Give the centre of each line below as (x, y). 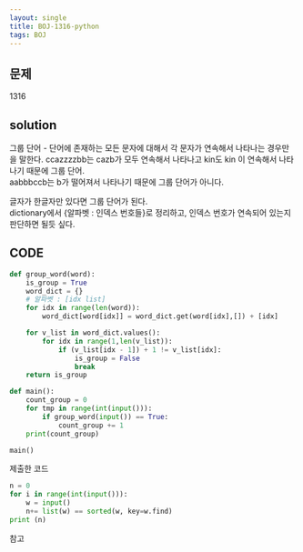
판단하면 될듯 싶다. (42, 224)
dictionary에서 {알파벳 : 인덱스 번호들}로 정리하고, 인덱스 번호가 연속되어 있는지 (150, 213)
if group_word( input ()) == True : (106, 417)
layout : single (38, 18)
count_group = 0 (57, 400)
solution (33, 125)
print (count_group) (63, 434)
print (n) (28, 519)
